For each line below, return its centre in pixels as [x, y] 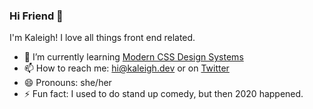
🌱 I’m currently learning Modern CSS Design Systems [133, 57]
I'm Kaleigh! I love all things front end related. [102, 38]
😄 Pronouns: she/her [67, 83]
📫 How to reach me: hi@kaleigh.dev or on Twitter [126, 68]
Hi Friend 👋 [36, 16]
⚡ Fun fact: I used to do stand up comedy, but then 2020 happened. [163, 94]
